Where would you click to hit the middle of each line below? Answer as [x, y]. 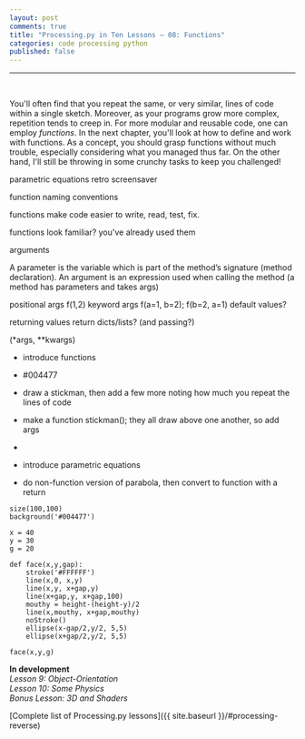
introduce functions [59, 358]
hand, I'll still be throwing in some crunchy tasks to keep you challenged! [145, 162]
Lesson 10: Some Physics [57, 689]
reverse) [25, 725]
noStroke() [46, 621]
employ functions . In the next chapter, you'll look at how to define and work [151, 133]
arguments [30, 250]
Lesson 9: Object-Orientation [64, 679]
